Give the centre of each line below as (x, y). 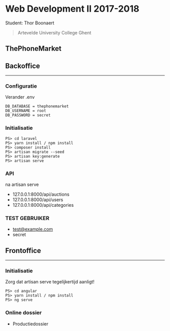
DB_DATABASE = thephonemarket (37, 106)
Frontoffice (23, 251)
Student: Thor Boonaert (30, 23)
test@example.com (33, 229)
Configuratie (21, 86)
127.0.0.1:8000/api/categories (43, 205)
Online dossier (24, 313)
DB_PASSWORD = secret (28, 115)
